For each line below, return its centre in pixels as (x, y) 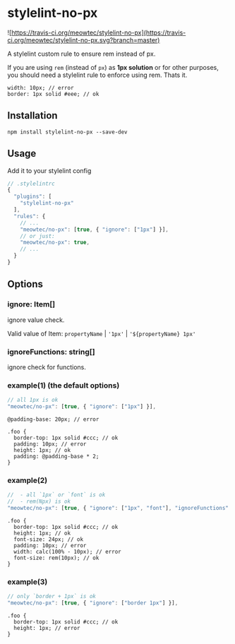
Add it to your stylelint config (49, 170)
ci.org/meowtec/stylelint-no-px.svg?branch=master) (84, 40)
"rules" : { (30, 216)
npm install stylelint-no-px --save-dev (68, 132)
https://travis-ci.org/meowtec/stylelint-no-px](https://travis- (99, 32)
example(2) (28, 480)
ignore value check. (36, 320)
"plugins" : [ (33, 197)
